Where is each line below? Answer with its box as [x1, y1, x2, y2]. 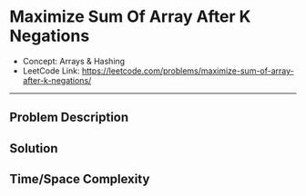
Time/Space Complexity [9, 171, 150, 187]
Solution [9, 141, 58, 156]
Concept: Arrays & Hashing [22, 55, 126, 66]
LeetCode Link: [22, 65, 80, 76]
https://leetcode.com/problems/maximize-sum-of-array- [81, 65, 294, 76]
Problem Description [9, 110, 129, 125]
